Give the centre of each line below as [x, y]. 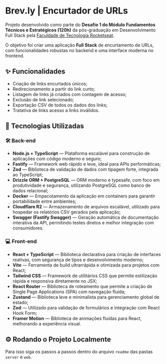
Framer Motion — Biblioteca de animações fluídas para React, [77, 318]
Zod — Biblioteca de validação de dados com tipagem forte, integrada [85, 169]
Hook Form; [25, 313]
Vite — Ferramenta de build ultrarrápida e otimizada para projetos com [86, 265]
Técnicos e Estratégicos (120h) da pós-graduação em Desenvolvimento [80, 30]
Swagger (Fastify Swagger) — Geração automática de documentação [86, 217]
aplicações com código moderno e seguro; [57, 159]
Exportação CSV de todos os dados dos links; [60, 105]
